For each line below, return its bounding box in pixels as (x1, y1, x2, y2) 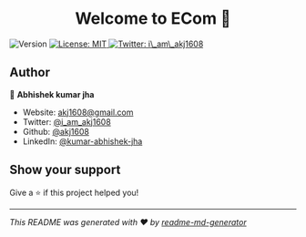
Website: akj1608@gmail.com (22, 107, 134, 118)
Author (9, 65, 50, 80)
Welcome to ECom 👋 (75, 8, 231, 29)
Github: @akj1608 (22, 126, 89, 137)
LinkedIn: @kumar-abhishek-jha (22, 136, 143, 147)
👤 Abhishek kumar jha (9, 88, 95, 99)
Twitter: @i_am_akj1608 (22, 116, 111, 127)
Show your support (9, 162, 121, 178)
